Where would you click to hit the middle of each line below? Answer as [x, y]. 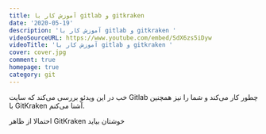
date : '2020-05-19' [41, 23]
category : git [33, 75]
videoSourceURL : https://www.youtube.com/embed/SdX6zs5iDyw [111, 38]
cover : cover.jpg [38, 52]
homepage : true [34, 67]
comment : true [33, 60]
